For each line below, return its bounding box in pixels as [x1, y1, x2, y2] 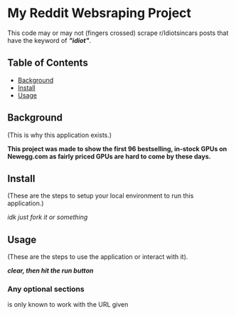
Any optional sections [7, 284, 85, 294]
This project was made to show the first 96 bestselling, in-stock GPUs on [7, 144, 227, 153]
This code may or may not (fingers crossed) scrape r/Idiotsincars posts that [7, 29, 229, 37]
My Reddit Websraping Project [7, 5, 192, 21]
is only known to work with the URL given [7, 300, 129, 309]
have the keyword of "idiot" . [7, 36, 92, 44]
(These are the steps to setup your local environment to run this [7, 191, 194, 200]
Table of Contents [7, 57, 89, 69]
